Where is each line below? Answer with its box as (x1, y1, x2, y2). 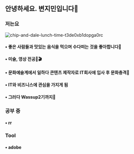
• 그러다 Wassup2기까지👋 (5, 94, 56, 100)
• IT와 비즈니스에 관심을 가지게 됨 (5, 82, 68, 88)
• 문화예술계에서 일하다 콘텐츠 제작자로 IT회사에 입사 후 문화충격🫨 (5, 70, 130, 76)
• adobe (5, 144, 22, 150)
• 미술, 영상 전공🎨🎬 (5, 56, 42, 62)
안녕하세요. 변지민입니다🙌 (5, 4, 79, 13)
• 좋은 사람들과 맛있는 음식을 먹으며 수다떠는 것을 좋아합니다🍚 (5, 44, 122, 50)
